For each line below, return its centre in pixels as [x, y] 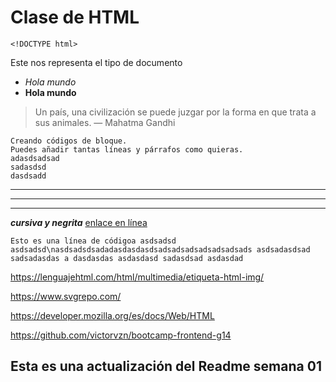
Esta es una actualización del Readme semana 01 [166, 366]
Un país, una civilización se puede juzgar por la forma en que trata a [175, 112]
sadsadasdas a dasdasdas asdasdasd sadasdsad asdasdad [127, 258]
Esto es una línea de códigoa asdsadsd [93, 241]
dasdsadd [28, 176]
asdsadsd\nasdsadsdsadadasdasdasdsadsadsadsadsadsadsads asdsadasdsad [160, 249]
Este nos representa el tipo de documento [96, 62]
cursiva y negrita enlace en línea [79, 222]
